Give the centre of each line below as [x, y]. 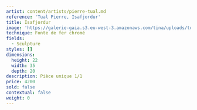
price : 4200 [21, 82]
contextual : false [28, 93]
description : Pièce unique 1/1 [44, 76]
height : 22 [25, 60]
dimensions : [21, 55]
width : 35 [23, 65]
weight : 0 [18, 98]
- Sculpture [26, 44]
